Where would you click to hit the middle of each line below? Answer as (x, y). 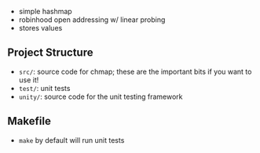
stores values (40, 28)
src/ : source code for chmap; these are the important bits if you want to (135, 71)
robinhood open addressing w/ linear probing (92, 20)
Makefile (29, 121)
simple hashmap (45, 11)
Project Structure (50, 53)
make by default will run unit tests (71, 140)
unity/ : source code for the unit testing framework (101, 97)
